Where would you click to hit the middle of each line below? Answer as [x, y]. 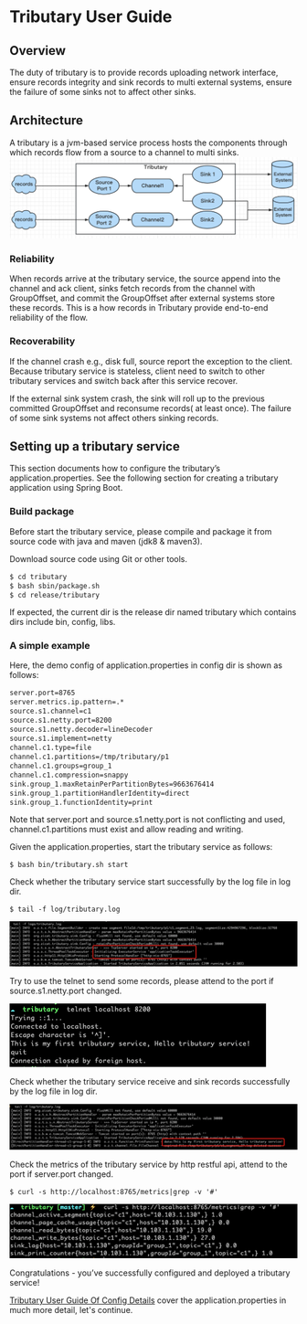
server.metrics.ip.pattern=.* [67, 702]
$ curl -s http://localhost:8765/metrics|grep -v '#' [114, 1192]
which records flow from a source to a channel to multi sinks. [124, 152]
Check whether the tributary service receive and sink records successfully [150, 1081]
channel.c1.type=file [51, 748]
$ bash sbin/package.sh [55, 586]
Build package [42, 512]
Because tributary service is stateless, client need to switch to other [138, 371]
